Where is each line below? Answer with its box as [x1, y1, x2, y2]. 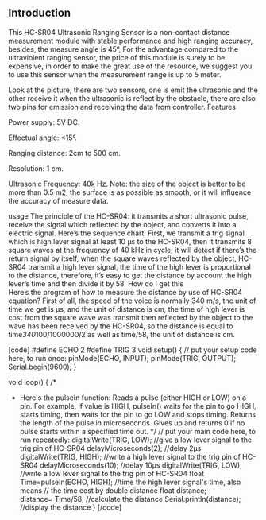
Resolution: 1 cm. [8, 163, 64, 173]
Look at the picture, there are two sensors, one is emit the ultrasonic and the [8, 85, 258, 95]
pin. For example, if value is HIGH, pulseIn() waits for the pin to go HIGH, [19, 401, 256, 410]
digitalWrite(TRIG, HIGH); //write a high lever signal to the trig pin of [19, 452, 241, 461]
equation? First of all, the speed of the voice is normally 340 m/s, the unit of [8, 296, 256, 305]
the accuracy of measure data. [8, 196, 109, 205]
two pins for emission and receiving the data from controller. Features [8, 102, 237, 111]
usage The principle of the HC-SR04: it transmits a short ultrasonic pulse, [8, 211, 249, 221]
